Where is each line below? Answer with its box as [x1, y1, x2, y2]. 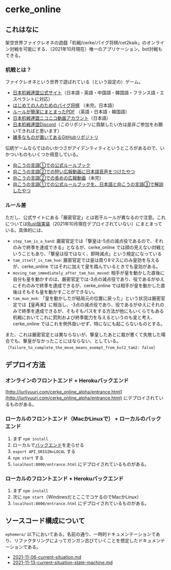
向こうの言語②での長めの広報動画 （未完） [12, 175, 104, 181]
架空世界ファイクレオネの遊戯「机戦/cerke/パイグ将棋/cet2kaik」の [5, 40, 147, 45]
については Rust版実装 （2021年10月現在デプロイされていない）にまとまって [5, 221, 163, 227]
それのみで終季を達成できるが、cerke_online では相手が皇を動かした [17, 282, 161, 288]
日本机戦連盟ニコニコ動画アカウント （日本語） [12, 115, 111, 121]
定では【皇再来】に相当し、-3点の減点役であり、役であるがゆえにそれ [12, 302, 160, 308]
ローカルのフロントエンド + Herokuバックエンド [5, 475, 124, 482]
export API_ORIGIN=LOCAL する [12, 448, 76, 454]
